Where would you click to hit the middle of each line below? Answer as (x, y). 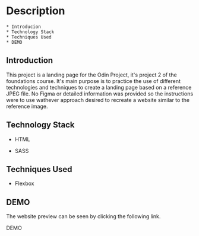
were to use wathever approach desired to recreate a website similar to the (98, 100)
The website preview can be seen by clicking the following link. (83, 216)
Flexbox (24, 184)
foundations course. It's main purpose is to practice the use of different (94, 81)
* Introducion (24, 27)
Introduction (30, 60)
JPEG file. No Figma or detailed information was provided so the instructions (100, 94)
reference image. (27, 106)
